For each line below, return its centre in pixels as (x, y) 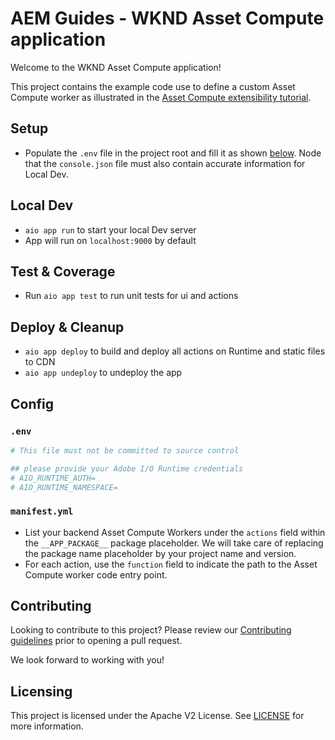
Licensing (41, 691)
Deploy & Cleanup (67, 327)
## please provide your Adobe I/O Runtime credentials (127, 468)
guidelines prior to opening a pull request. (96, 641)
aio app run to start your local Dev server (110, 229)
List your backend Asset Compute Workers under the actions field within (175, 532)
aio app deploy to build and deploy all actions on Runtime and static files (175, 351)
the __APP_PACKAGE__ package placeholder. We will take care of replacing (174, 543)
